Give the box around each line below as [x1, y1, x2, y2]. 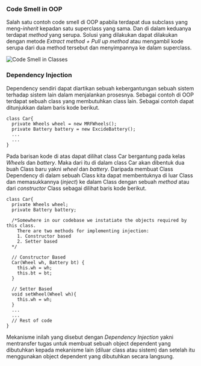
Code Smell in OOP [6, 5, 63, 13]
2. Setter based [17, 238, 58, 244]
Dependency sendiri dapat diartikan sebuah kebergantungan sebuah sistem [6, 84, 194, 92]
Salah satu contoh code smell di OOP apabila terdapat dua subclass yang [6, 19, 188, 26]
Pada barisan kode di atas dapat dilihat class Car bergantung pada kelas [6, 153, 185, 160]
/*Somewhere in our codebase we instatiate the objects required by [11, 217, 187, 223]
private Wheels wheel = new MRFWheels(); [11, 121, 117, 127]
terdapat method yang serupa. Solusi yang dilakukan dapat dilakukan [6, 31, 178, 39]
